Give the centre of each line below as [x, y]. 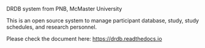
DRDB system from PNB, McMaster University [64, 9]
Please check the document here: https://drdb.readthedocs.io [84, 39]
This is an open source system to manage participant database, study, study [103, 20]
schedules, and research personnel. [52, 27]
